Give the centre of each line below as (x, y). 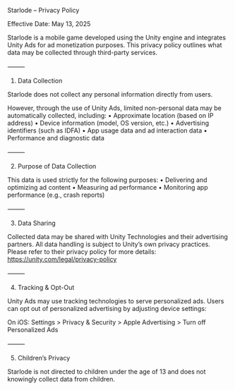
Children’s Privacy (44, 358)
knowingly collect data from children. (61, 379)
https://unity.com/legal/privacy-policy (62, 259)
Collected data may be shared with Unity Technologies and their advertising (117, 237)
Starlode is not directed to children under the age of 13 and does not (107, 372)
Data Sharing (36, 223)
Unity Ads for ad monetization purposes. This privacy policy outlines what (115, 45)
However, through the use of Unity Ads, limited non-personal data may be (115, 108)
